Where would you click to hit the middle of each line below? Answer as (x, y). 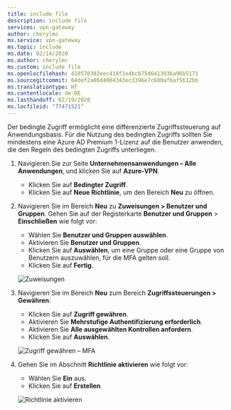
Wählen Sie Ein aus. (57, 378)
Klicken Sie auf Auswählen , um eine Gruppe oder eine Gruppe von (126, 250)
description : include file (47, 21)
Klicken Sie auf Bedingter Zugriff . (78, 184)
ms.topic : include (34, 47)
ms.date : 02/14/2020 (38, 54)
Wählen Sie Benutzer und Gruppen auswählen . (98, 235)
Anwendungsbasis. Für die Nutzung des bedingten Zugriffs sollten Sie (110, 134)
